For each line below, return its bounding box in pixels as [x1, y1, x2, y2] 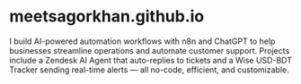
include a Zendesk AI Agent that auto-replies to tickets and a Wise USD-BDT [9, 55, 293, 65]
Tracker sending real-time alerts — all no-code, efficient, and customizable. [9, 64, 289, 75]
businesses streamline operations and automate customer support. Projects [9, 45, 290, 55]
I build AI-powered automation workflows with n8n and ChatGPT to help [9, 36, 276, 46]
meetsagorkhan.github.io [9, 6, 205, 27]
